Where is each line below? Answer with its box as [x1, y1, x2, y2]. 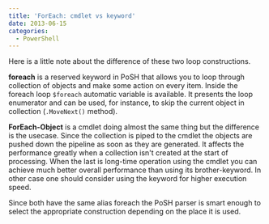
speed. [8, 183, 32, 192]
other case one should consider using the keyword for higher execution [8, 174, 247, 184]
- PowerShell [15, 34, 60, 43]
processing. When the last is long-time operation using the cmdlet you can [8, 157, 258, 167]
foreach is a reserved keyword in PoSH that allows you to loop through [8, 72, 246, 82]
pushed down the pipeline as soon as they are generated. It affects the [8, 139, 245, 150]
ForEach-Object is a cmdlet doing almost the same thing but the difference [8, 122, 260, 132]
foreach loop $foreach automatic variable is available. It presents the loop [8, 90, 254, 99]
